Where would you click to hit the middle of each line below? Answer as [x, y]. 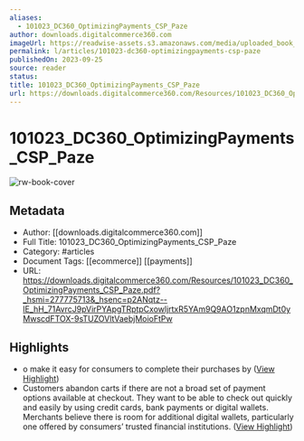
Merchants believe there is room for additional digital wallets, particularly [158, 418]
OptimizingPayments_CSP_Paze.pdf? [91, 290]
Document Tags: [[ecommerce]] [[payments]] [107, 261]
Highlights [39, 347]
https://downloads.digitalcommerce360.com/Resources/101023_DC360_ [158, 280]
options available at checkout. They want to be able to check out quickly [157, 398]
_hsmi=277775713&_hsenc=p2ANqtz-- [95, 300]
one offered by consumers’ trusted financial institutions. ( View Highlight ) [157, 427]
